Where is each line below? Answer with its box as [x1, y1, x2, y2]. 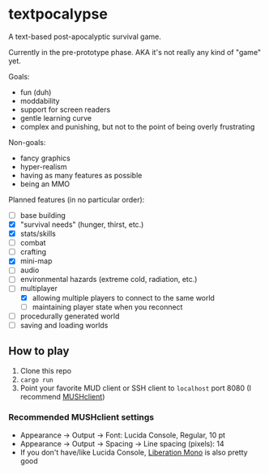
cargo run [19, 376, 54, 384]
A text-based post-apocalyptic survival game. [8, 32, 162, 41]
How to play [8, 344, 70, 358]
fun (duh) [19, 87, 52, 97]
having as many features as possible [19, 170, 143, 180]
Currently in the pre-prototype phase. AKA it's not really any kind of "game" [8, 47, 262, 57]
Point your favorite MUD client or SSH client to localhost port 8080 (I [19, 382, 252, 393]
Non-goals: [8, 137, 46, 147]
